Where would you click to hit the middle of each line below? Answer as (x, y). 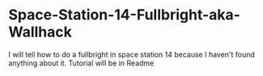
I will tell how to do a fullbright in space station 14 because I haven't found (131, 54)
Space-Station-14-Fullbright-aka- (125, 15)
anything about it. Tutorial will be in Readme (81, 63)
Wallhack (40, 32)
